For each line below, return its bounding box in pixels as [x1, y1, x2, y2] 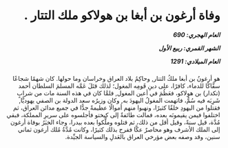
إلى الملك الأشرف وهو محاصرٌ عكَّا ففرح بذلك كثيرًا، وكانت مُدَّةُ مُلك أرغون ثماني [17, 125, 220, 134]
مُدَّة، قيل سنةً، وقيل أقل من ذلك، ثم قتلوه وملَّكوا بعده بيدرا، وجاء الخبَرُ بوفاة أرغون [10, 118, 220, 127]
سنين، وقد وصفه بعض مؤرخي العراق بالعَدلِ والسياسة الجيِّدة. [65, 133, 220, 141]
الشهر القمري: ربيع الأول [158, 44, 220, 52]
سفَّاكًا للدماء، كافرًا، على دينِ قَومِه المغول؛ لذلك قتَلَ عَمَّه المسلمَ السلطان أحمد [18, 82, 220, 90]
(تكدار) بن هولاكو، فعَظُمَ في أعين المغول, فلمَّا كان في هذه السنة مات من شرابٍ [16, 89, 220, 97]
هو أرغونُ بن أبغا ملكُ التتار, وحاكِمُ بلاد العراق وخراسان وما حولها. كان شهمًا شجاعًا [12, 75, 220, 83]
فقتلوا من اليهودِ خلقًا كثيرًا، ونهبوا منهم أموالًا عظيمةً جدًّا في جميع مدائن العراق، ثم [12, 103, 220, 112]
